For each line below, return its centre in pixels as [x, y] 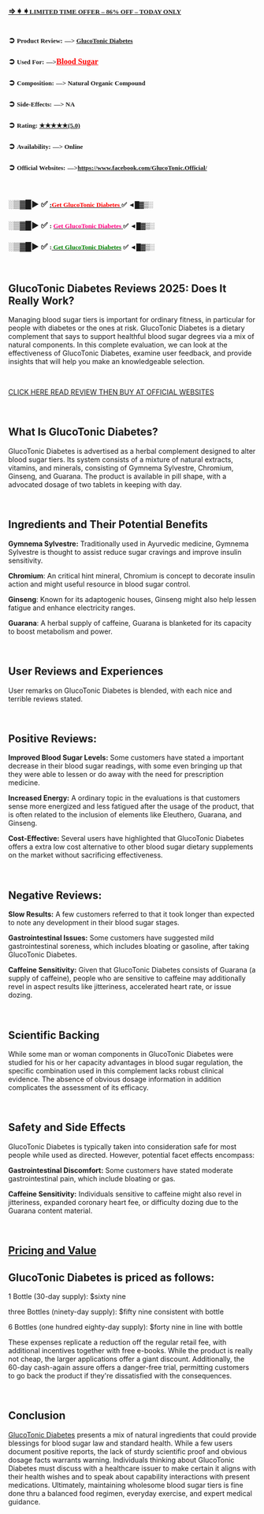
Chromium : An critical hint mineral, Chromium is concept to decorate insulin [132, 575]
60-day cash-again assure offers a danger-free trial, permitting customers [129, 1367]
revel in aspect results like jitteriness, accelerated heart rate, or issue [120, 987]
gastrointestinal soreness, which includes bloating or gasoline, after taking [129, 947]
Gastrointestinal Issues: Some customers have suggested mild [111, 938]
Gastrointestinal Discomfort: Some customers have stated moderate [121, 1170]
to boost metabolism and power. [60, 631]
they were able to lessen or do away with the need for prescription [116, 775]
